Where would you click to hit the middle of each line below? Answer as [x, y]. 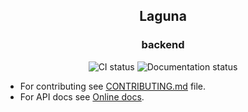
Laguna [163, 16]
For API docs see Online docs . [82, 96]
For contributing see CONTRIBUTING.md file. [113, 86]
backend [163, 45]
